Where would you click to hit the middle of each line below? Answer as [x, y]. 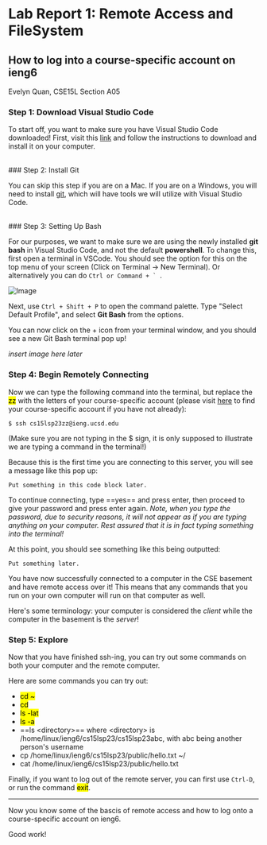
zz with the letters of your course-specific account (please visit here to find [132, 400]
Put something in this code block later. [78, 485]
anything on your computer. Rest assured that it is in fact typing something [131, 525]
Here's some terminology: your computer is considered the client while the [130, 610]
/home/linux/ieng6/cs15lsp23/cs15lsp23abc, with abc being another [131, 738]
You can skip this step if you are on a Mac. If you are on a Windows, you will [133, 186]
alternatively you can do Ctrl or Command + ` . [85, 276]
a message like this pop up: [53, 471]
